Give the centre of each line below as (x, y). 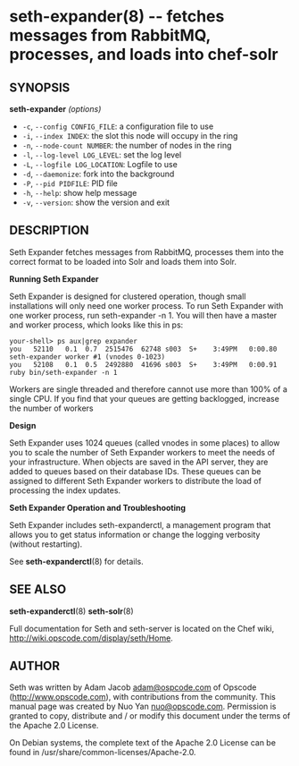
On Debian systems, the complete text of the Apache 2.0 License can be (143, 743)
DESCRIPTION (49, 230)
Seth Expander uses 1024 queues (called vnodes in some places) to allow (145, 443)
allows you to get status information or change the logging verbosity (135, 534)
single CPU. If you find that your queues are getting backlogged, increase (144, 398)
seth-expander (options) (55, 109)
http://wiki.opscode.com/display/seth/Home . (91, 638)
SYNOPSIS (40, 87)
